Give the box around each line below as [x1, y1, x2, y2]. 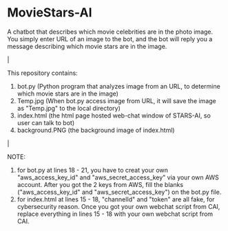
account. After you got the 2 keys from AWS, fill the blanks [17, 180, 184, 188]
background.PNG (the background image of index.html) [17, 126, 175, 134]
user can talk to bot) [17, 118, 74, 126]
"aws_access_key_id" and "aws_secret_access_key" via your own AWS [17, 173, 219, 181]
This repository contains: [7, 69, 78, 77]
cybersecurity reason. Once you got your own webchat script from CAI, [17, 202, 220, 210]
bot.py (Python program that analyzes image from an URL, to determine [17, 82, 220, 90]
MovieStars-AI [7, 5, 92, 21]
